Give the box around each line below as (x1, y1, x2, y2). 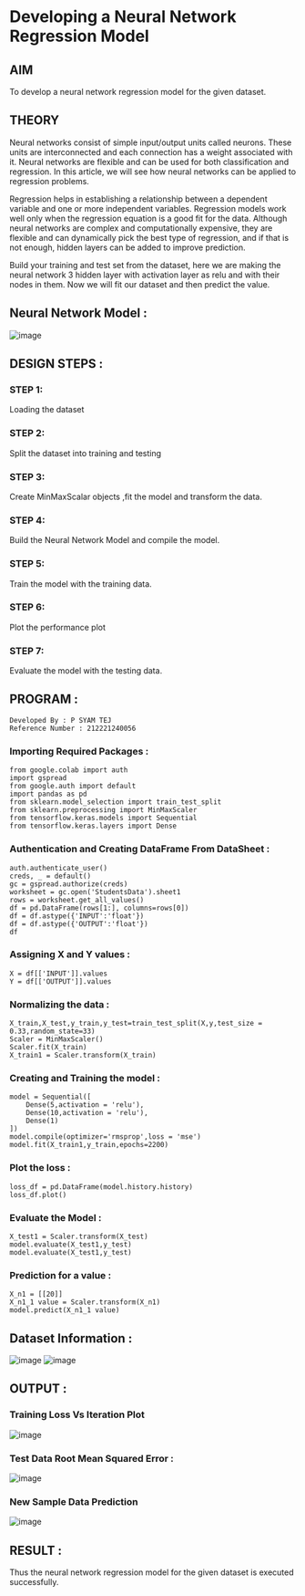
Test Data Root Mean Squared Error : (9, 1452, 175, 1465)
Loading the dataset (9, 404, 85, 415)
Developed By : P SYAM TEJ (9, 715, 112, 725)
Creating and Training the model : (9, 1072, 161, 1085)
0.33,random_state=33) (9, 1027, 96, 1037)
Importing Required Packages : (9, 745, 149, 757)
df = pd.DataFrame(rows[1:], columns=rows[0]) (9, 903, 189, 913)
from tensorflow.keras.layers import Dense (9, 821, 178, 831)
